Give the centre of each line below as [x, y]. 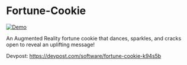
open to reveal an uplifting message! [51, 45]
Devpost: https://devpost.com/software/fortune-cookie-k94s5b [84, 56]
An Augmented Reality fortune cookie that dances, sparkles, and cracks [94, 38]
